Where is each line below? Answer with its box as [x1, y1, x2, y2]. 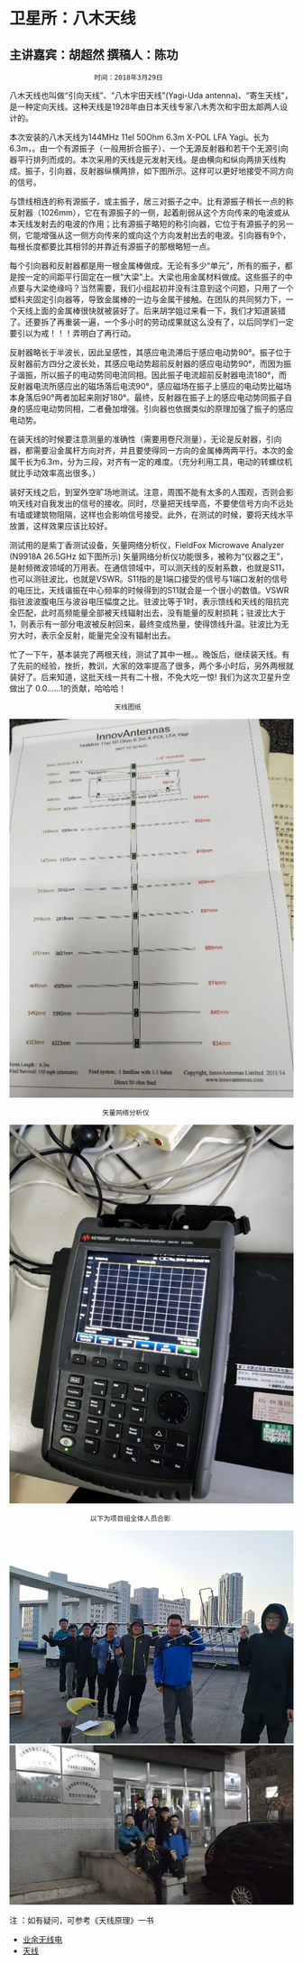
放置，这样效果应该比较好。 [9, 520, 113, 531]
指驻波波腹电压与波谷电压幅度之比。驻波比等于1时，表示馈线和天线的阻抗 [9, 596, 281, 607]
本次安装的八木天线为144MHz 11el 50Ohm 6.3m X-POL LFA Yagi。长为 [9, 132, 270, 142]
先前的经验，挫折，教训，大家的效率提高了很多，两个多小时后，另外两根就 [16, 660, 294, 671]
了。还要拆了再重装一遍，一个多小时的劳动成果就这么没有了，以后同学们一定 [9, 317, 294, 327]
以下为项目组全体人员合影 [89, 1514, 171, 1523]
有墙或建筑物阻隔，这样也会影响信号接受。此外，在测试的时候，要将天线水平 [9, 509, 294, 519]
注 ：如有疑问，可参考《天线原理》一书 [9, 1915, 154, 1926]
